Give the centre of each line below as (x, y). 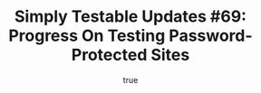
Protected (109, 55)
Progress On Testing (87, 36)
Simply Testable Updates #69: (130, 17)
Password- (210, 36)
